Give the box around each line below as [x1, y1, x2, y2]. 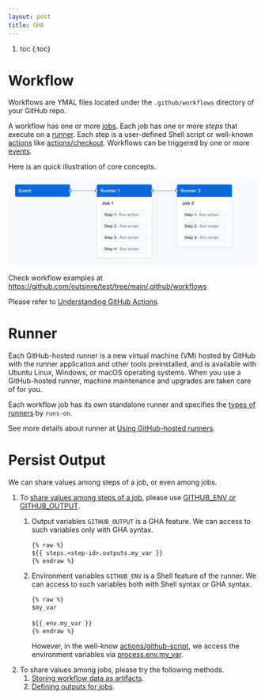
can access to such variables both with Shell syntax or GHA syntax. [31, 579, 252, 589]
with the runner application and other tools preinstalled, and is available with [8, 359, 257, 368]
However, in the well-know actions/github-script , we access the [31, 641, 240, 651]
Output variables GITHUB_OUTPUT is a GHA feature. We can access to [31, 516, 252, 526]
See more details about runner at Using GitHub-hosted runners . [8, 424, 216, 433]
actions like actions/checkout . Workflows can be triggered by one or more [8, 139, 250, 148]
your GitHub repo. [8, 106, 67, 116]
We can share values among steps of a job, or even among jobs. [8, 477, 218, 487]
